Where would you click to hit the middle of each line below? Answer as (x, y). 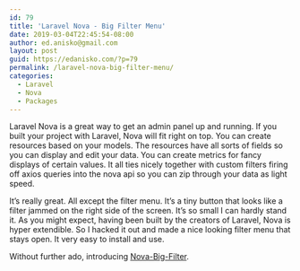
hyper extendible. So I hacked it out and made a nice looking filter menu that (150, 230)
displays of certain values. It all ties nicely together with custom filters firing (149, 165)
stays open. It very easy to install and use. (87, 240)
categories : (31, 76)
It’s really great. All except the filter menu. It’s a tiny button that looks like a (146, 201)
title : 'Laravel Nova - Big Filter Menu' (88, 26)
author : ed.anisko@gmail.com (64, 43)
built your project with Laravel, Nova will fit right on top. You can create (140, 136)
